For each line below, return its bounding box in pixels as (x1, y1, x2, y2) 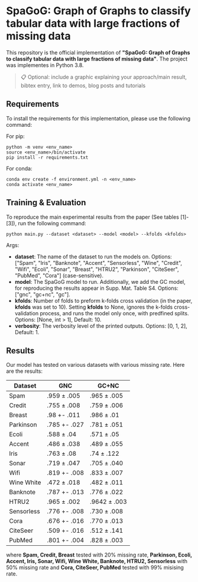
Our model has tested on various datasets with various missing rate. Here (6, 362, 185, 369)
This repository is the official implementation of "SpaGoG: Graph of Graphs (6, 49, 190, 56)
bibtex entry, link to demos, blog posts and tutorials (20, 82, 146, 89)
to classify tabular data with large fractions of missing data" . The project (6, 55, 188, 62)
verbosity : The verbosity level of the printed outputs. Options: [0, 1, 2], (14, 322, 187, 330)
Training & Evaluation (6, 197, 86, 208)
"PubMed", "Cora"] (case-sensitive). (14, 271, 103, 279)
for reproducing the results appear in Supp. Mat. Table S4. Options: (14, 284, 178, 292)
